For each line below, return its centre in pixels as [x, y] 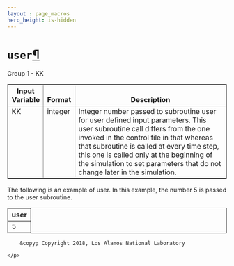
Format [59, 100]
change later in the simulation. [127, 172]
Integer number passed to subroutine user [147, 112]
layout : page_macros [39, 14]
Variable [26, 100]
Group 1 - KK [25, 74]
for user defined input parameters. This [142, 120]
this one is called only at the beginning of [146, 155]
